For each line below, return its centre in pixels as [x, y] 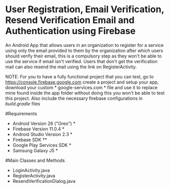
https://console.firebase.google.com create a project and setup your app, [82, 82]
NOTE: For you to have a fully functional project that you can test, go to [79, 76]
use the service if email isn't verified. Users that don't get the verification [81, 61]
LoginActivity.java [31, 170]
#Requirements [21, 114]
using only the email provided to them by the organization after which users [84, 50]
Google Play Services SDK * [42, 145]
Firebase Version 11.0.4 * [39, 129]
